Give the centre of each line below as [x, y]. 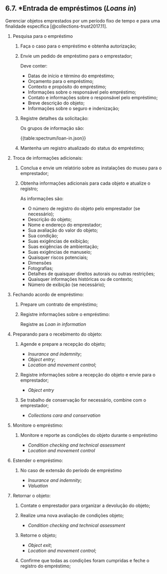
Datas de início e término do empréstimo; [71, 76]
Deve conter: [34, 65]
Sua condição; [43, 235]
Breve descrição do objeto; [56, 103]
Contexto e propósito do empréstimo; [67, 86]
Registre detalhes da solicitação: [54, 118]
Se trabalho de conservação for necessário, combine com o [83, 400]
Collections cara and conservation [64, 415]
